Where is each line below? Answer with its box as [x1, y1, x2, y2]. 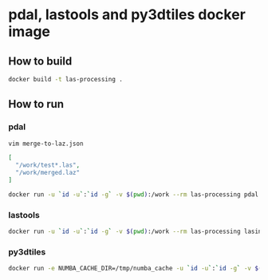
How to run [8, 97, 65, 111]
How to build [8, 54, 73, 68]
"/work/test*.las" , [15, 161, 81, 169]
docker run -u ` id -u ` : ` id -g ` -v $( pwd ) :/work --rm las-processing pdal [8, 190, 259, 199]
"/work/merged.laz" [15, 169, 81, 177]
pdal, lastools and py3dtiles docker [8, 6, 246, 24]
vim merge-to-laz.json [8, 140, 84, 148]
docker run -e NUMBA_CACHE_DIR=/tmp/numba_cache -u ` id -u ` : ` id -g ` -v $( [8, 265, 262, 273]
